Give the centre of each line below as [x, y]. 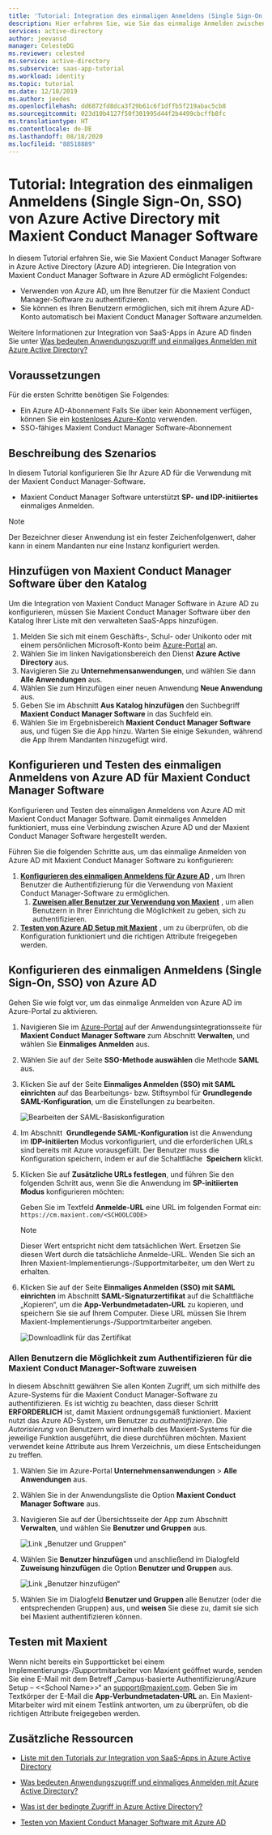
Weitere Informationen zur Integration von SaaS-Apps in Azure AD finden [130, 332]
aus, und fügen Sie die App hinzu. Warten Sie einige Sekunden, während [141, 731]
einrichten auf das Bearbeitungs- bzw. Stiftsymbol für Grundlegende [136, 1093]
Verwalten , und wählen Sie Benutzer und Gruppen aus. [114, 1528]
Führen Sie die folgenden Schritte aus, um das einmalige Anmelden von [127, 851]
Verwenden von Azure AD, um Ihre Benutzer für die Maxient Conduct [135, 291]
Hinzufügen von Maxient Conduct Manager [120, 571]
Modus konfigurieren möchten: [72, 1191]
